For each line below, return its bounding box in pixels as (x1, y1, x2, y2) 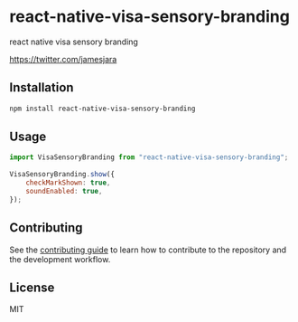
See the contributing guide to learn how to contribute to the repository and (9, 244, 287, 255)
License (9, 279, 55, 295)
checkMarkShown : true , (25, 178, 111, 187)
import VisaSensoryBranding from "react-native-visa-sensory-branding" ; (9, 153, 289, 162)
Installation (9, 80, 74, 96)
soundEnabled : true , (25, 186, 103, 195)
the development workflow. (9, 253, 111, 264)
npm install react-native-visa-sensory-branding (9, 104, 196, 113)
